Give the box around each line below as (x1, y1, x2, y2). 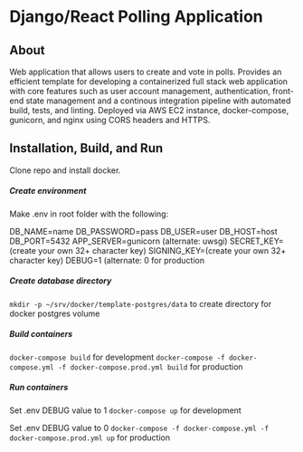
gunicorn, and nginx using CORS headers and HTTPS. (9, 115, 211, 125)
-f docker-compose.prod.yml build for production (57, 361, 243, 372)
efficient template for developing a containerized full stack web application (9, 76, 288, 87)
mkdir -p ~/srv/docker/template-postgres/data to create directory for (9, 298, 272, 309)
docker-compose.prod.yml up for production (9, 432, 170, 443)
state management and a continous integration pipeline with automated (25, 95, 291, 106)
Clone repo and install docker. (9, 165, 121, 176)
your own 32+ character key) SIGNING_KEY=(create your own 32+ (37, 245, 287, 255)
